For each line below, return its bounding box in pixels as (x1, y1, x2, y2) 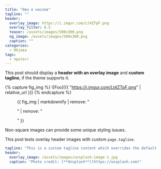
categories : (5, 43, 29, 48)
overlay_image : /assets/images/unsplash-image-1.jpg (9, 155, 118, 160)
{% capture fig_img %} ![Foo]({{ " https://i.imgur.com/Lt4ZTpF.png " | (5, 84, 141, 90)
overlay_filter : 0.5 (9, 25, 51, 30)
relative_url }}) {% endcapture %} (5, 90, 72, 95)
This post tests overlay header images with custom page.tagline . (5, 137, 135, 142)
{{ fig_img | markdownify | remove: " (17, 99, 89, 105)
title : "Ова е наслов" (5, 7, 51, 12)
